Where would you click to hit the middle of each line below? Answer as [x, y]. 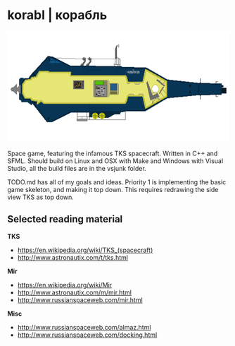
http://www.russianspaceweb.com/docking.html [87, 335]
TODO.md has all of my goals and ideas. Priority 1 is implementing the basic [117, 182]
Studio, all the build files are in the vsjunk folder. [77, 168]
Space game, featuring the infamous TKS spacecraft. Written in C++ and [113, 153]
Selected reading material [65, 219]
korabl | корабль [57, 15]
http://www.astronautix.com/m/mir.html [75, 292]
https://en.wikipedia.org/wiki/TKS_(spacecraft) [85, 250]
